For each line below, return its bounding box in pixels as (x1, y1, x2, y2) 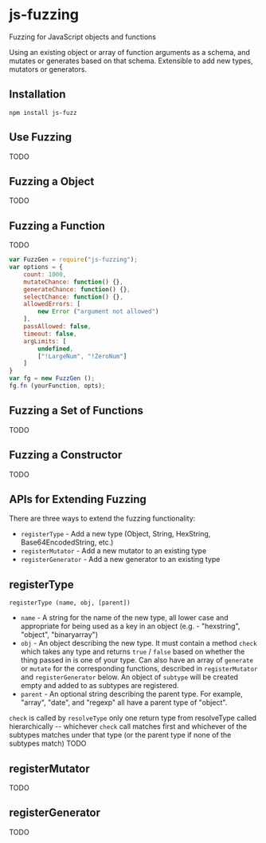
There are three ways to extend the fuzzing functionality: (9, 513, 196, 524)
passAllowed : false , (23, 323, 92, 330)
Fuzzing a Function (9, 219, 106, 232)
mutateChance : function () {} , (23, 278, 124, 286)
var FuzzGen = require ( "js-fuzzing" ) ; (9, 255, 138, 264)
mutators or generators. (9, 64, 87, 73)
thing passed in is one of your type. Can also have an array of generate (20, 655, 254, 665)
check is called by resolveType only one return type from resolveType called (9, 713, 257, 723)
